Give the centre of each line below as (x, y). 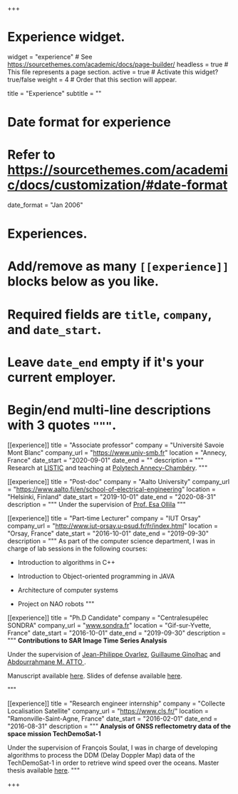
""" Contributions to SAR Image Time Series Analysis (87, 640)
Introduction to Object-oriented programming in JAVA (96, 576)
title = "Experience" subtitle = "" (55, 93)
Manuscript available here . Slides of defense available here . (95, 675)
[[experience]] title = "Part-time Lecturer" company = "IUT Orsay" (104, 518)
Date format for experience (89, 122)
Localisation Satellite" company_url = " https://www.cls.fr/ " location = (108, 710)
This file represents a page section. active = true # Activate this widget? (113, 71)
